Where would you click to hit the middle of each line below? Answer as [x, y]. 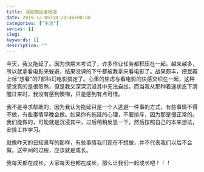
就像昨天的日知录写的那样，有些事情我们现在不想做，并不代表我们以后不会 [99, 142]
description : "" [27, 46]
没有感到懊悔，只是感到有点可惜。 [80, 94]
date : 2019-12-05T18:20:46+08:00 [49, 18]
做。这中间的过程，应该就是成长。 [49, 150]
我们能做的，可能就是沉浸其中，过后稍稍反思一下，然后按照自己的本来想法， [102, 122]
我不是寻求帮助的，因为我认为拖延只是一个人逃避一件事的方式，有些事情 [97, 107]
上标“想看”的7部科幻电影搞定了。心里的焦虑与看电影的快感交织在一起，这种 [101, 79]
